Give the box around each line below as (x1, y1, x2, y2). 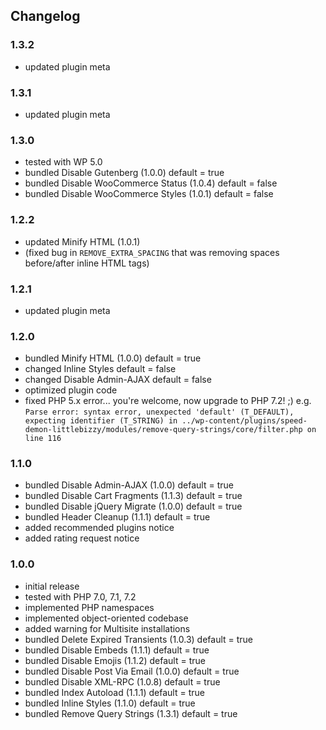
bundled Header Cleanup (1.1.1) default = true (24, 511, 211, 523)
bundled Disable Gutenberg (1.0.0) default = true (24, 167, 225, 179)
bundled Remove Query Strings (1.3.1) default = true (24, 707, 238, 719)
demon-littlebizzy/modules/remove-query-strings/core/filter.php (24, 425, 303, 435)
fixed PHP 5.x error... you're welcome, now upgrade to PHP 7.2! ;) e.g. (24, 395, 312, 407)
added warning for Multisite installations (24, 622, 191, 634)
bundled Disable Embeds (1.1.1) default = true (24, 644, 210, 656)
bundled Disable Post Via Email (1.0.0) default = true (24, 665, 240, 677)
